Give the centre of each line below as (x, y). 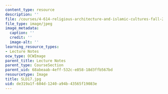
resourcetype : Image (27, 75)
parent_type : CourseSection (34, 65)
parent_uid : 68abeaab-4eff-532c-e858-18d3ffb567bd (59, 70)
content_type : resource (30, 10)
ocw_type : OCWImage (25, 56)
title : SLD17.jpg (23, 79)
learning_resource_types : (32, 47)
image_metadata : (22, 28)
